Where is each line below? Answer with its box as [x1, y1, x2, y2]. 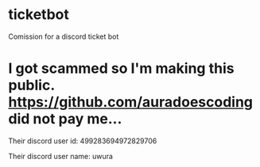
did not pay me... [8, 110, 122, 128]
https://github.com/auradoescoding [8, 93, 253, 112]
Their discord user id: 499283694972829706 [8, 136, 157, 146]
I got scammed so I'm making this [8, 59, 235, 78]
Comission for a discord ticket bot [8, 32, 119, 41]
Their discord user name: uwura [8, 151, 114, 161]
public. [8, 77, 55, 94]
